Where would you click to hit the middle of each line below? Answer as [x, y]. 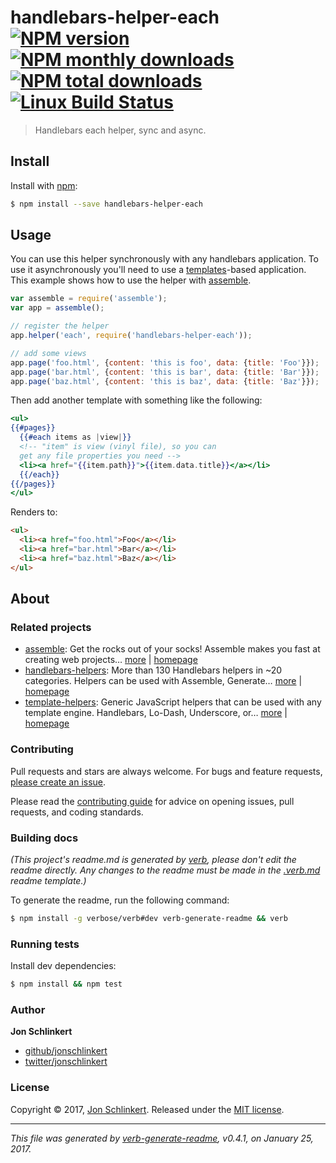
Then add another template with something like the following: [136, 400]
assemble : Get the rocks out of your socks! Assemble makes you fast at [172, 649]
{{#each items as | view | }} [75, 437]
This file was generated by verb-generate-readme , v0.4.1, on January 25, [162, 1138]
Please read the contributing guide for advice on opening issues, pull [152, 801]
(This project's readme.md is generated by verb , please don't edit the [153, 859]
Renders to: [34, 512]
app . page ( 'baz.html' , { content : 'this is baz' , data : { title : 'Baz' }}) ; [165, 381]
